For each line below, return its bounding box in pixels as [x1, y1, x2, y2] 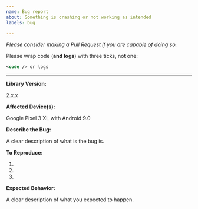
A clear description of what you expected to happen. [6, 196, 134, 203]
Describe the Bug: [6, 126, 51, 133]
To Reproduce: [6, 149, 43, 156]
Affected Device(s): [6, 103, 55, 110]
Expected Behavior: [6, 185, 55, 192]
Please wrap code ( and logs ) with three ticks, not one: [6, 53, 138, 60]
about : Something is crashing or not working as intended [6, 14, 151, 20]
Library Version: [6, 81, 47, 88]
